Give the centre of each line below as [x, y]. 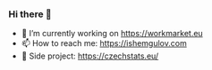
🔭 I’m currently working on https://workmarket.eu [112, 34]
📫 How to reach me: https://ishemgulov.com [104, 43]
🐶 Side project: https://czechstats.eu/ [90, 56]
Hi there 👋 [30, 14]
